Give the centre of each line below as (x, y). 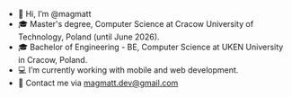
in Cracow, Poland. (53, 60)
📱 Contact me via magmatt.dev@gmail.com (98, 83)
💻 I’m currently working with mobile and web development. (128, 70)
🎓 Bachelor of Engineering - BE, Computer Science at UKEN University (150, 47)
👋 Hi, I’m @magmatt (54, 14)
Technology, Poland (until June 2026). (88, 37)
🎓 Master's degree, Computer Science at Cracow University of (136, 24)
